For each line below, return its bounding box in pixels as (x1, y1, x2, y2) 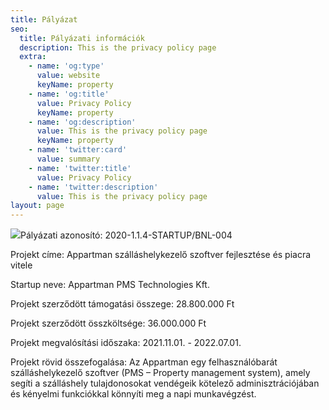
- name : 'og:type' (28, 61, 105, 71)
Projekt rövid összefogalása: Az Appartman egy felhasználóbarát (10, 356, 278, 368)
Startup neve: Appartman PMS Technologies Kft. (10, 279, 210, 291)
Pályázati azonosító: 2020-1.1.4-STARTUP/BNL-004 (20, 229, 233, 241)
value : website (36, 71, 101, 81)
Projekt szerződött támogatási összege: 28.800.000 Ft (10, 298, 235, 310)
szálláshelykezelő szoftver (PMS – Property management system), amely (10, 367, 311, 379)
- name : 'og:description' (28, 117, 137, 127)
